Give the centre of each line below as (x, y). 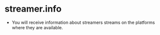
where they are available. (37, 27)
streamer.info (33, 9)
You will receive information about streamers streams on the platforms (83, 22)
